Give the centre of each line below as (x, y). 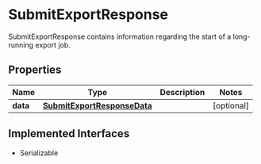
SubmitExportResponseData (97, 105)
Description (182, 92)
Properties (35, 70)
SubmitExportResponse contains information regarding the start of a (120, 36)
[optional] (231, 105)
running (21, 44)
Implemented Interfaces (69, 133)
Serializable (39, 153)
